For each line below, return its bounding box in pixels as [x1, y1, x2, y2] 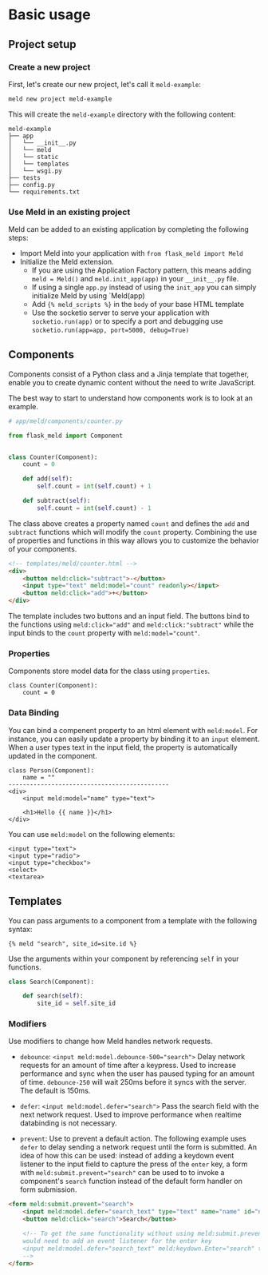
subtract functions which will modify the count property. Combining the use [8, 527, 258, 536]
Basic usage [8, 6, 91, 24]
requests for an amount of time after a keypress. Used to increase [19, 1061, 237, 1070]
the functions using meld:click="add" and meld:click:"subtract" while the [8, 620, 254, 629]
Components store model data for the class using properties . [8, 666, 211, 676]
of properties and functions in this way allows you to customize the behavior [8, 536, 259, 545]
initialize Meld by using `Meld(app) [31, 291, 145, 301]
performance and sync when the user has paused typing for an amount [19, 1069, 255, 1078]
